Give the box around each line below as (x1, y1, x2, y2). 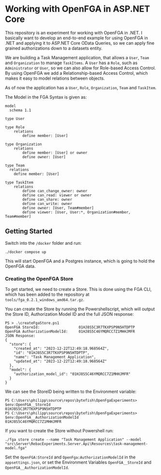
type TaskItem (5, 180, 34, 185)
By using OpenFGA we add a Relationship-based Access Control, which (5, 70, 148, 76)
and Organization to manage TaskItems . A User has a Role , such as (5, 60, 138, 66)
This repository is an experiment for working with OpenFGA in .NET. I (5, 30, 143, 35)
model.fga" (5, 446, 27, 451)
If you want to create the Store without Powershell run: (5, 428, 114, 434)
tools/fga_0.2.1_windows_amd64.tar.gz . (5, 297, 85, 303)
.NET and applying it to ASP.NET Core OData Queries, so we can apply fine (5, 40, 155, 46)
